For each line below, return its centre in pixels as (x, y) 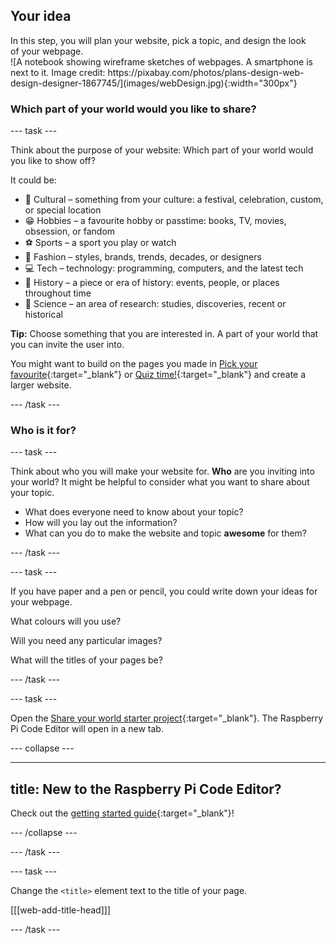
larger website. (41, 385)
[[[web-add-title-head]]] (61, 910)
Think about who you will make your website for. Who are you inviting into (162, 471)
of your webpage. (47, 51)
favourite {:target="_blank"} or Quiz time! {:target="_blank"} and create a (158, 375)
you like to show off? (53, 161)
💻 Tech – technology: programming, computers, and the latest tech (164, 268)
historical (43, 315)
